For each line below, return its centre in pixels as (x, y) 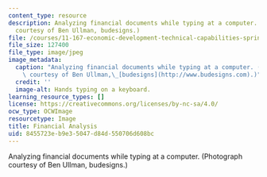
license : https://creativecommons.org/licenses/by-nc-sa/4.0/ (113, 104)
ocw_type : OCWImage (41, 112)
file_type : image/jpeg (46, 52)
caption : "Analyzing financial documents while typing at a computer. (135, 67)
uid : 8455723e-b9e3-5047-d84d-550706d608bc (81, 133)
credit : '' (33, 82)
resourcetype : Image (43, 119)
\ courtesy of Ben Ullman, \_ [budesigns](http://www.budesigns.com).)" (142, 75)
